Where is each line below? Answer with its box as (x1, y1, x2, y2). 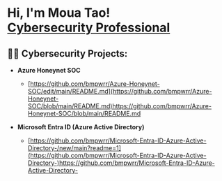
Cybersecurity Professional (7, 20, 171, 36)
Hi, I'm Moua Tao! (7, 5, 111, 21)
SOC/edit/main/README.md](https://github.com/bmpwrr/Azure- (27, 87, 212, 95)
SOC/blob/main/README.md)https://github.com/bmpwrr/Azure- (27, 102, 212, 110)
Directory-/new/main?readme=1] (27, 144, 122, 152)
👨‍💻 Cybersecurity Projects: (7, 48, 128, 59)
